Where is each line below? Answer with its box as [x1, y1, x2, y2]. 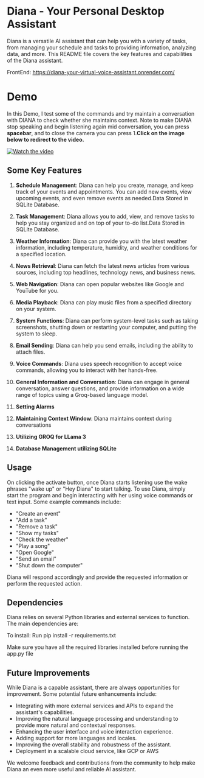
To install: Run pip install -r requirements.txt [7, 632, 116, 639]
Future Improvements [7, 668, 90, 678]
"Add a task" [15, 516, 47, 524]
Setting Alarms [15, 403, 55, 410]
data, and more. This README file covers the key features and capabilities [7, 50, 192, 57]
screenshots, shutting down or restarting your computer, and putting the [15, 323, 197, 331]
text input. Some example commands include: [7, 498, 121, 505]
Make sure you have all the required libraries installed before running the [7, 643, 189, 651]
